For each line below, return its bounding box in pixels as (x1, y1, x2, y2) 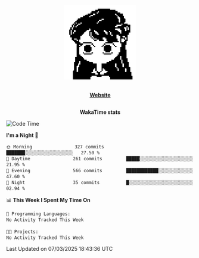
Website (89, 91, 111, 98)
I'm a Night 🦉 (6, 132, 39, 139)
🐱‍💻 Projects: (6, 229, 39, 235)
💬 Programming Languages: (6, 211, 70, 217)
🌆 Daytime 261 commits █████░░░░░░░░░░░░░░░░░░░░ (6, 156, 194, 162)
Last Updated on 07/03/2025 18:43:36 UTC (6, 245, 113, 253)
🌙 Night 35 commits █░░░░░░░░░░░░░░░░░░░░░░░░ (6, 180, 194, 186)
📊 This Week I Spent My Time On (6, 197, 91, 204)
